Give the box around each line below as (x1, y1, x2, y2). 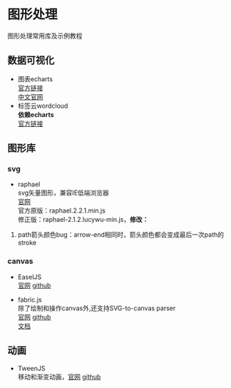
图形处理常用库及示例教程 (7, 31, 83, 40)
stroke (17, 238, 37, 247)
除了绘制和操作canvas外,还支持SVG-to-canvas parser (17, 304, 176, 312)
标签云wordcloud (17, 101, 68, 110)
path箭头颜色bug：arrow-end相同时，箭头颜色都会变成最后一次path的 (17, 230, 225, 239)
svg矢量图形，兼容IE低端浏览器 (17, 188, 109, 197)
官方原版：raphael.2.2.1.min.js (17, 206, 106, 215)
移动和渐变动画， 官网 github (17, 372, 101, 381)
